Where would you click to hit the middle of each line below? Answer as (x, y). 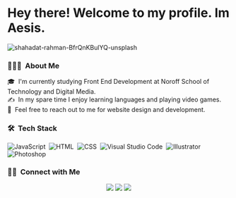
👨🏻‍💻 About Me (34, 66)
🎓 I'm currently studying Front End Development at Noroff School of (108, 82)
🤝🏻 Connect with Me (44, 172)
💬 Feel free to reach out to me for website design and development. (106, 110)
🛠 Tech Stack (33, 128)
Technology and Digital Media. (52, 92)
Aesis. (26, 28)
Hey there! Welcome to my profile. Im (118, 13)
